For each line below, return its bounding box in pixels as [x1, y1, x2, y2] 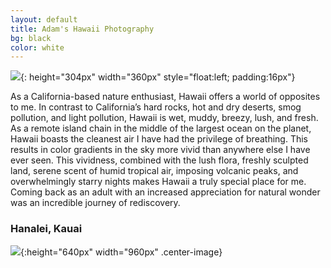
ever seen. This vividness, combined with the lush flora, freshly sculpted [10, 154, 309, 166]
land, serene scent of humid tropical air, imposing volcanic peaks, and [10, 165, 299, 177]
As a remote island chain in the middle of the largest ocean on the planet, [10, 122, 312, 135]
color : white [10, 42, 65, 53]
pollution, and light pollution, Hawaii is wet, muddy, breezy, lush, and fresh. [10, 112, 319, 124]
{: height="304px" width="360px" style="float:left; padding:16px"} [20, 71, 296, 83]
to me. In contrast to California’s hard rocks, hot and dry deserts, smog [10, 101, 302, 113]
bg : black [10, 33, 52, 43]
